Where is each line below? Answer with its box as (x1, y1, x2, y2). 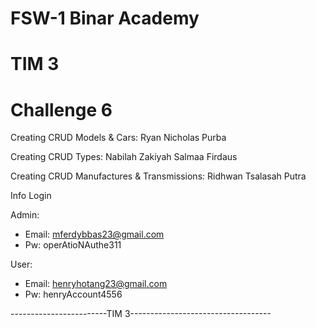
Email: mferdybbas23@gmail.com (24, 228, 165, 241)
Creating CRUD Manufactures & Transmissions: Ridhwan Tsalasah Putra (10, 170, 307, 182)
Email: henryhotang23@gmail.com (24, 278, 168, 290)
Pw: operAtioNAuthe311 (24, 239, 122, 251)
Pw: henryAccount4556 (24, 288, 123, 301)
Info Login (10, 190, 52, 202)
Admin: (10, 209, 40, 221)
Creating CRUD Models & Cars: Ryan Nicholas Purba (10, 132, 227, 144)
